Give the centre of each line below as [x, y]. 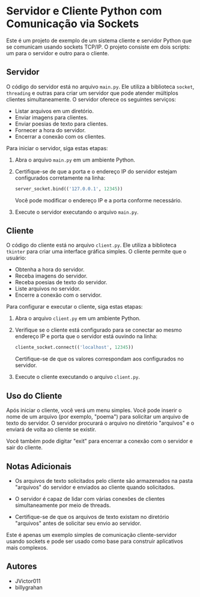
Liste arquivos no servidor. [48, 289]
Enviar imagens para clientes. [51, 117]
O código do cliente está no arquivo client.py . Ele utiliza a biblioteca [92, 245]
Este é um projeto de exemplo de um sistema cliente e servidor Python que [99, 40]
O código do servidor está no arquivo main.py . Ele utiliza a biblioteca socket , [100, 86]
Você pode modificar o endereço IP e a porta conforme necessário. [98, 200]
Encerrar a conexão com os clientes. [60, 136]
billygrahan [29, 587]
